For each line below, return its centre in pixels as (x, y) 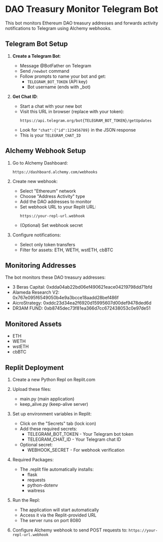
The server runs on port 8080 (50, 520)
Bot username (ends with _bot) (59, 87)
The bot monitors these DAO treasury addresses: (55, 277)
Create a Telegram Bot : (37, 56)
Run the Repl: (26, 500)
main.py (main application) (47, 399)
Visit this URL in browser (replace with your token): (72, 111)
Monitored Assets (34, 324)
